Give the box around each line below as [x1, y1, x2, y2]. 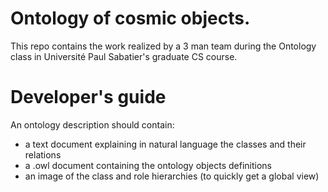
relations [24, 148, 62, 161]
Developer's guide [10, 86, 167, 109]
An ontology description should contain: [10, 118, 175, 131]
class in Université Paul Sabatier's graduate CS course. [10, 50, 238, 62]
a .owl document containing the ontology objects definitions [24, 159, 272, 171]
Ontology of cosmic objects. [10, 7, 251, 30]
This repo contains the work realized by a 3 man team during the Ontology [10, 40, 317, 52]
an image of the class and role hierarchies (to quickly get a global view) [24, 170, 320, 182]
